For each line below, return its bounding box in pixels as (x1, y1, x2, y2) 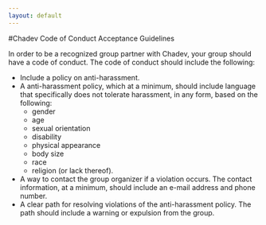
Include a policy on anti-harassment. (19, 72, 140, 82)
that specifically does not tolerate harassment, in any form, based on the (19, 89, 259, 99)
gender (31, 107, 56, 116)
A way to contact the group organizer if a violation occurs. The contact (19, 174, 252, 184)
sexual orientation (31, 123, 91, 133)
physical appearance (31, 140, 101, 149)
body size (31, 149, 65, 158)
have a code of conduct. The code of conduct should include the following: (8, 57, 256, 67)
